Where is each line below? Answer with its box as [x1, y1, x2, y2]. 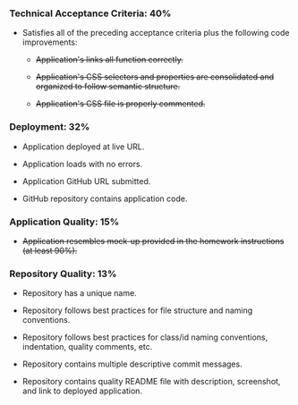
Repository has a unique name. [21, 288, 137, 299]
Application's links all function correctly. [35, 55, 183, 65]
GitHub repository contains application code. [21, 193, 188, 204]
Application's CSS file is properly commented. [35, 98, 206, 109]
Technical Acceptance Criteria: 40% [9, 7, 172, 20]
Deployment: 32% [9, 121, 90, 133]
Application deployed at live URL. [21, 141, 145, 152]
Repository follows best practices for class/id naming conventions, [21, 332, 268, 342]
